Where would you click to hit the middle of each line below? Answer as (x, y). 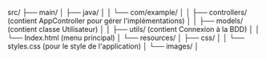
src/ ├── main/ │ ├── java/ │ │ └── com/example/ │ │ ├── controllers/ (127, 12)
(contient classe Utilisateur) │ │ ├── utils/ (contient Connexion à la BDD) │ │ (134, 29)
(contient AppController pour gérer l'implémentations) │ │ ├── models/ (125, 21)
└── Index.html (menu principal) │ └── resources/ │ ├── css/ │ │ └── (126, 37)
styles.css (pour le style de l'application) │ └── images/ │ (103, 46)
